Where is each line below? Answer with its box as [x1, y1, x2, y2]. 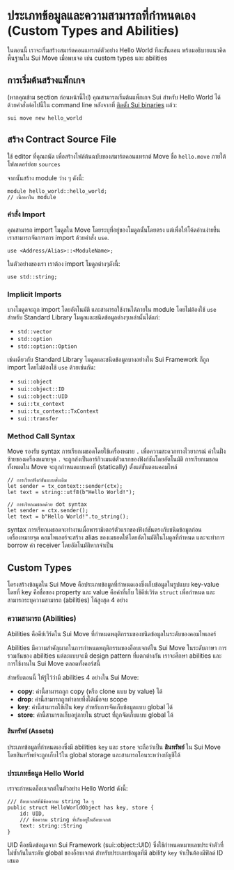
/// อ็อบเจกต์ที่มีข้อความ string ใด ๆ [7, 798, 94, 805]
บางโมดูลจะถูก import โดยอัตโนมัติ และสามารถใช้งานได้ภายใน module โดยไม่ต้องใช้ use [7, 306, 217, 314]
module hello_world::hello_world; [7, 187, 108, 195]
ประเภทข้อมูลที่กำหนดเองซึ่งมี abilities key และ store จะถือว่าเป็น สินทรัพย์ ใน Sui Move [7, 743, 221, 751]
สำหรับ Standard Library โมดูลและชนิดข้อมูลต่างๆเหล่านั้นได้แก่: [7, 313, 160, 322]
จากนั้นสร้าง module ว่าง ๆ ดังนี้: [7, 173, 84, 182]
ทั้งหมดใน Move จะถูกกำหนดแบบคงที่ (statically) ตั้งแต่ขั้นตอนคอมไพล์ [7, 463, 178, 471]
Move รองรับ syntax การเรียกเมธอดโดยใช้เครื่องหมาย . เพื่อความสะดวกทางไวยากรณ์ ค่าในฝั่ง [7, 447, 226, 456]
